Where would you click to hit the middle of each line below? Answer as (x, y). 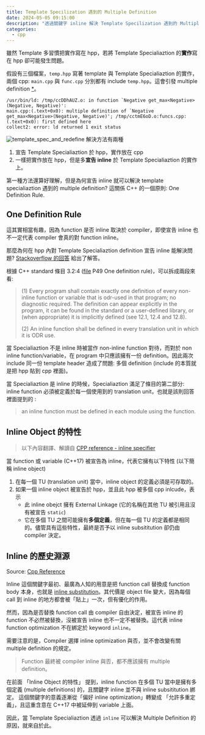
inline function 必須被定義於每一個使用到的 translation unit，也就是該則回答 (100, 391)
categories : (21, 29)
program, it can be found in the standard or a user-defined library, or (107, 310)
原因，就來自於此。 (31, 725)
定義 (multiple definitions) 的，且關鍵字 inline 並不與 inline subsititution (100, 689)
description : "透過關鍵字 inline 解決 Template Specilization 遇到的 (92, 23)
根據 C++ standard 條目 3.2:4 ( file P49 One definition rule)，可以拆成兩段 (98, 271)
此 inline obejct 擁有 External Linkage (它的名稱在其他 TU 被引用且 (107, 504)
